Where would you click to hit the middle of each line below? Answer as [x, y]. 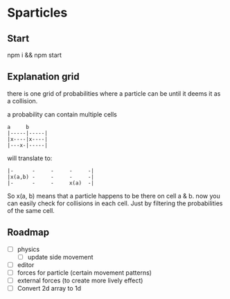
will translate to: [30, 158]
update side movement [60, 257]
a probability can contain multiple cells [62, 114]
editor [26, 264]
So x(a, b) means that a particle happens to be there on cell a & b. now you [114, 196]
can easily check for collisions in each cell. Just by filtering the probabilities [115, 203]
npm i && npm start [35, 55]
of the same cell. [31, 210]
